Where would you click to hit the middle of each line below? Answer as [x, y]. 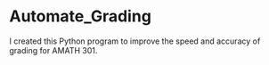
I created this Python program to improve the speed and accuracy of [135, 41]
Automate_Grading [80, 16]
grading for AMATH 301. [53, 50]
